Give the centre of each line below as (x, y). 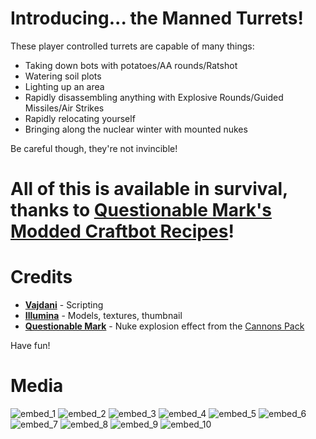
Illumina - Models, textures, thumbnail (103, 316)
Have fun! (30, 346)
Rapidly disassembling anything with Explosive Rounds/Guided (154, 97)
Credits (41, 277)
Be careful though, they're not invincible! (94, 148)
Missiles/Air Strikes (64, 108)
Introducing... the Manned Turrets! (157, 18)
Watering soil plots (63, 76)
